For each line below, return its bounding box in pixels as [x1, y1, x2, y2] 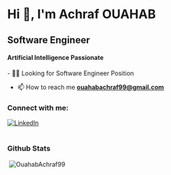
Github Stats [7, 144, 51, 153]
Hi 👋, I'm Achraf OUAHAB [7, 6, 156, 22]
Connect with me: [7, 102, 69, 112]
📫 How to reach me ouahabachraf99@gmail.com [17, 83, 164, 91]
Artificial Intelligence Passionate [7, 54, 104, 62]
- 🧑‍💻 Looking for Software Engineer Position [7, 69, 135, 77]
